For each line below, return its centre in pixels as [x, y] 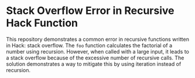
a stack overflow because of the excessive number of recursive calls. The [95, 58]
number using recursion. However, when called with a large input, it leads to [97, 51]
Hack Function [42, 23]
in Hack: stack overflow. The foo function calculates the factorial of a [89, 45]
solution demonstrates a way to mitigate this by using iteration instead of [94, 64]
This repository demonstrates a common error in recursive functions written [97, 39]
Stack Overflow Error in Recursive [90, 11]
